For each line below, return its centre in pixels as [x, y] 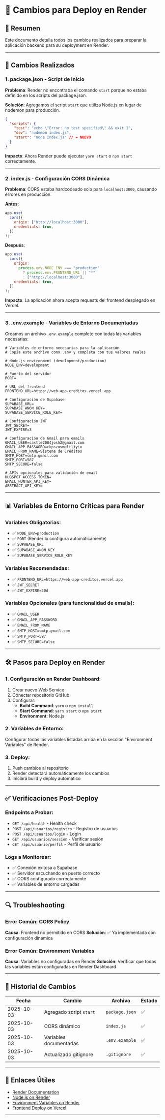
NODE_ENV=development [27, 365]
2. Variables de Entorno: [34, 729]
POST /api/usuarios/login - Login [46, 834]
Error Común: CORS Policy [37, 922]
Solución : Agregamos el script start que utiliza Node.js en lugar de [73, 105]
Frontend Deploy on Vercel [39, 1108]
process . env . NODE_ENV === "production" [59, 268]
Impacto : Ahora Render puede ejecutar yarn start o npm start [69, 156]
